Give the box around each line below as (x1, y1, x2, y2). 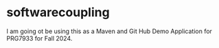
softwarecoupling (6, 5, 111, 20)
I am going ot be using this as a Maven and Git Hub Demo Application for (6, 27, 212, 35)
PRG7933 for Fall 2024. (6, 34, 73, 42)
